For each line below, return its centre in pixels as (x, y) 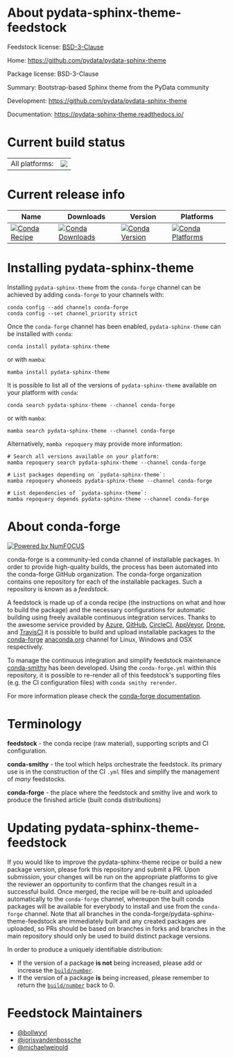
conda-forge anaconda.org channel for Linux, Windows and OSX (100, 639)
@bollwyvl (32, 1032)
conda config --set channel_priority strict (72, 313)
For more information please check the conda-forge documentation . (105, 696)
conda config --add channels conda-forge (68, 307)
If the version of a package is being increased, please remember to (113, 977)
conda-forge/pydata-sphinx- (174, 913)
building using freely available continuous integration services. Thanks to (112, 617)
